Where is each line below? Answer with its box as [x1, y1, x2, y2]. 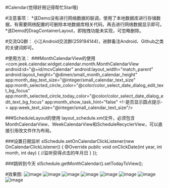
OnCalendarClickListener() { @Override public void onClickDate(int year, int [5, 144, 162, 150]
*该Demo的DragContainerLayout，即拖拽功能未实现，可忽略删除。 [5, 28, 144, 34]
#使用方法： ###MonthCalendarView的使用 [5, 55, 96, 61]
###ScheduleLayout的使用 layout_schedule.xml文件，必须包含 [5, 115, 135, 121]
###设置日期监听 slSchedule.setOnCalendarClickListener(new [5, 138, 135, 144]
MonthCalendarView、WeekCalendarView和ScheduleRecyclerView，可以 [5, 121, 158, 127]
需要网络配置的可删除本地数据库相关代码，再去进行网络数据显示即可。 [18, 22, 164, 27]
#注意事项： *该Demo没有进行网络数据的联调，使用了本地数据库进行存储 [5, 15, 156, 21]
